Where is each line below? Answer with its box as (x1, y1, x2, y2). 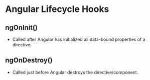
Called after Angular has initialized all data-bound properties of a (12, 36, 146, 42)
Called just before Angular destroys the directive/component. (12, 69, 139, 75)
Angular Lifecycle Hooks (5, 3, 109, 15)
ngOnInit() (5, 23, 38, 32)
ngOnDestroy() (5, 56, 53, 65)
